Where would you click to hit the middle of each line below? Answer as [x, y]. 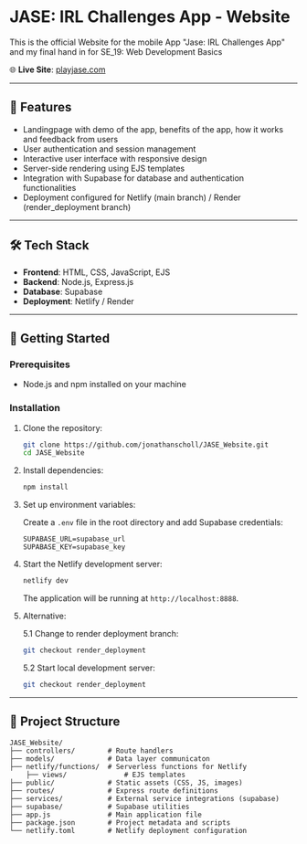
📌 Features [41, 107]
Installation [35, 408]
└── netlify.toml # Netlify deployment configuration [128, 830]
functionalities [49, 187]
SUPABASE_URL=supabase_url [74, 539]
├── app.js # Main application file [106, 815]
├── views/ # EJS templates [106, 775]
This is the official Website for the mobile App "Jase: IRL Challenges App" [148, 42]
